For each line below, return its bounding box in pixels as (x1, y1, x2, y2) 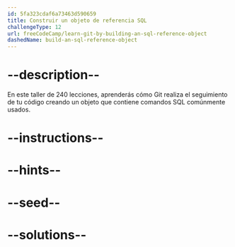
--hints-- (7, 162, 62, 179)
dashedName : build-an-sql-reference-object (7, 37, 138, 44)
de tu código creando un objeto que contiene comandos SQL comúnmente (7, 98, 226, 107)
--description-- (7, 67, 101, 83)
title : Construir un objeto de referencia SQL (7, 17, 147, 24)
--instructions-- (7, 130, 104, 146)
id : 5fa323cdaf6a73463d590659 (7, 10, 97, 18)
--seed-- (7, 195, 61, 210)
